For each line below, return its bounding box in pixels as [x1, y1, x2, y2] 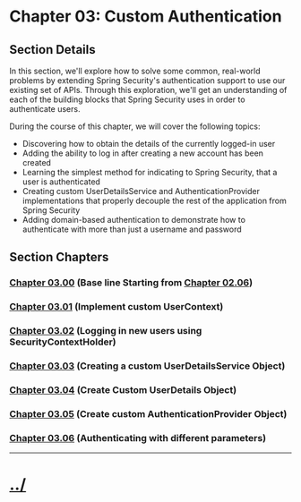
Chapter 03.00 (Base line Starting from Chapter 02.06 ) [9, 277, 254, 289]
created [21, 157, 52, 167]
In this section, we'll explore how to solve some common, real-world [9, 65, 262, 76]
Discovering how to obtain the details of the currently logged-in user [21, 139, 276, 149]
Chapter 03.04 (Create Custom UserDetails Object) [9, 384, 237, 396]
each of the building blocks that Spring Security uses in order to [9, 94, 245, 105]
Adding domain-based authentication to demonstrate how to [21, 215, 246, 225]
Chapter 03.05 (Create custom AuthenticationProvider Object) [9, 407, 288, 420]
